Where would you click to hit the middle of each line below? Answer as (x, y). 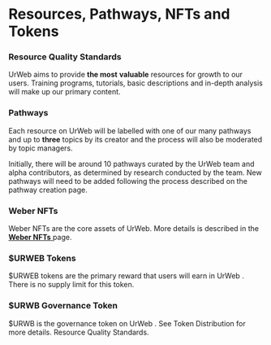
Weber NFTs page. (40, 238)
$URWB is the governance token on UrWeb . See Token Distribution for (127, 323)
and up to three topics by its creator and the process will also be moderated (135, 139)
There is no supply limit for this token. (71, 285)
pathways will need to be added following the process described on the (128, 181)
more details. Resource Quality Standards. (79, 332)
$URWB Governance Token (63, 306)
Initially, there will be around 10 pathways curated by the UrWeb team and (131, 164)
